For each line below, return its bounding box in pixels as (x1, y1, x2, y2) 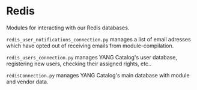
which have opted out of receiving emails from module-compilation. (6, 42, 174, 49)
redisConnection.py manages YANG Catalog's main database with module (6, 71, 190, 79)
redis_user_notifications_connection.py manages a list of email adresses (6, 35, 191, 43)
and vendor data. (6, 78, 49, 85)
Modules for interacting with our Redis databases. (6, 24, 130, 31)
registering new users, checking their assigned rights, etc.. (6, 60, 152, 67)
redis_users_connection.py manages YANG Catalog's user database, (6, 53, 177, 61)
